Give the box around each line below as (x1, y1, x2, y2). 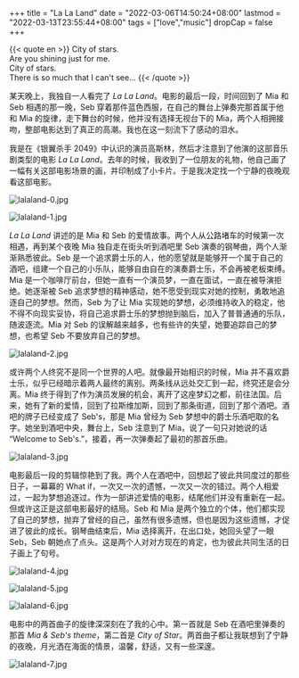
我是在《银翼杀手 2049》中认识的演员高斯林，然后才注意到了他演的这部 (9, 143, 273, 153)
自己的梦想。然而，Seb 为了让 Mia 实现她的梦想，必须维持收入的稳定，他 (16, 297, 286, 307)
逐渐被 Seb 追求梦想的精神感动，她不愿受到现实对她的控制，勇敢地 (32, 285, 278, 296)
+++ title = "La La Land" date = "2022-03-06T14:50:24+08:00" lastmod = (9, 8, 281, 18)
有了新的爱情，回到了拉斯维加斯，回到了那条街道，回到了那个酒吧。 (32, 401, 282, 410)
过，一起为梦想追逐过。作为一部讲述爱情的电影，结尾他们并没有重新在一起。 (9, 492, 290, 502)
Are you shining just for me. (9, 54, 110, 63)
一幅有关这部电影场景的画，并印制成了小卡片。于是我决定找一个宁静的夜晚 (9, 165, 282, 176)
